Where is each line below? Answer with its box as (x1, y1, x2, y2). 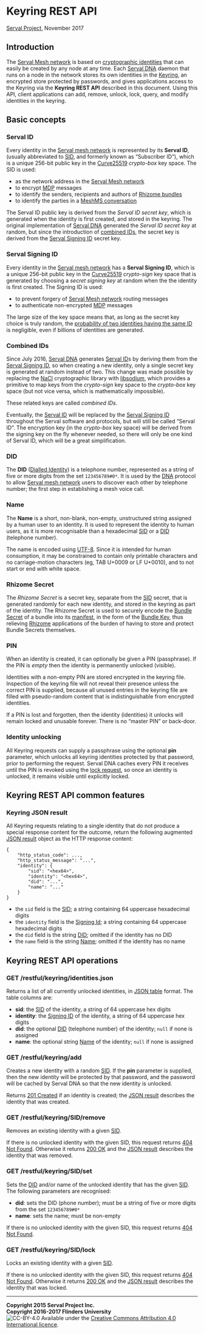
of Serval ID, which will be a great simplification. (6, 437, 126, 445)
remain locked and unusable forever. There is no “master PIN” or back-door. (6, 718, 196, 725)
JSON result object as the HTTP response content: (6, 835, 134, 842)
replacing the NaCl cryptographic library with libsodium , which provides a (6, 375, 191, 382)
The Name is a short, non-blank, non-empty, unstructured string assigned (6, 514, 192, 521)
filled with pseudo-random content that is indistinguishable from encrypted (6, 693, 194, 700)
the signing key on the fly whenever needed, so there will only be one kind (6, 431, 192, 438)
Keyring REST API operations (6, 955, 118, 965)
